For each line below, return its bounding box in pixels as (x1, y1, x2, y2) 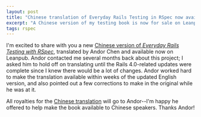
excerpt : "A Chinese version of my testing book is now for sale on (6, 20, 181, 26)
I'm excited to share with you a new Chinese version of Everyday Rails (6, 42, 179, 49)
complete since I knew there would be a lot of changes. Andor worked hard (6, 67, 192, 75)
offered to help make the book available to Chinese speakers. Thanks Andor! (6, 104, 195, 111)
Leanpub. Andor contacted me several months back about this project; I (6, 54, 184, 61)
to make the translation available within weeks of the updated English (6, 73, 176, 81)
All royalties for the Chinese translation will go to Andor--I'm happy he (6, 98, 178, 105)
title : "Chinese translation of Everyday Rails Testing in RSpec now (6, 14, 184, 20)
